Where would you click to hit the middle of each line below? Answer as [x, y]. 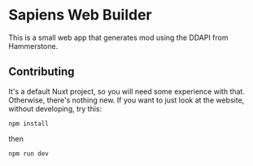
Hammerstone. [33, 46]
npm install [28, 124]
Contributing [41, 72]
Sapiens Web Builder [80, 15]
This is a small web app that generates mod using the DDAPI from [118, 37]
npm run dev [28, 153]
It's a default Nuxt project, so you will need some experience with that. [127, 91]
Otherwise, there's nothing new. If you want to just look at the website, [126, 100]
